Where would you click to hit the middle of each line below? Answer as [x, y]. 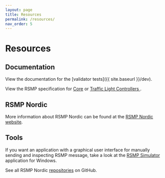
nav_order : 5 [19, 24]
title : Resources [23, 15]
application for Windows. [31, 160]
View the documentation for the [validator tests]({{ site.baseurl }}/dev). [79, 79]
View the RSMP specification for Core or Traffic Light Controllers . [73, 89]
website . [14, 122]
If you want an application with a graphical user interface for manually [77, 150]
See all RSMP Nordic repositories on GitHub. [51, 170]
